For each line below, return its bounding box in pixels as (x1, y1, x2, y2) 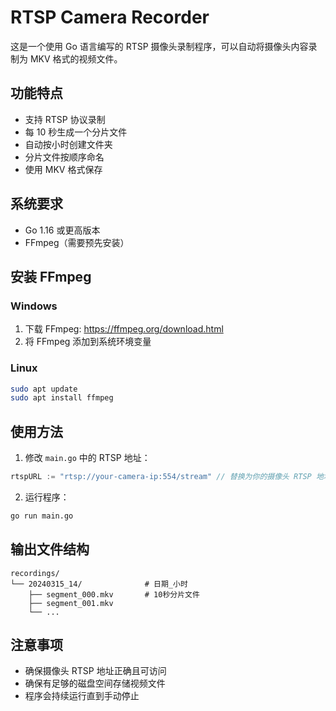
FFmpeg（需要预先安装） (24, 236, 130, 248)
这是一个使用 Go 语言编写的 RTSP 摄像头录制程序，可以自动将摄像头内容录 (10, 40, 318, 52)
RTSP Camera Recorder (10, 6, 210, 29)
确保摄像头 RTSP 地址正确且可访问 (24, 665, 167, 677)
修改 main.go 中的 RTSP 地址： (24, 452, 151, 464)
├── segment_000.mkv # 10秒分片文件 (28, 589, 200, 600)
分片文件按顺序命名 (24, 151, 105, 163)
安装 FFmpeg (10, 268, 92, 285)
